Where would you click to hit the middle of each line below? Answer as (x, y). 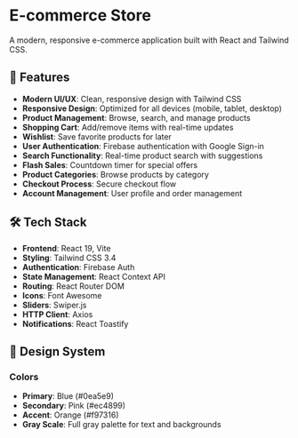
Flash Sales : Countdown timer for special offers (110, 164)
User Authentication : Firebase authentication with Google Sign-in (143, 146)
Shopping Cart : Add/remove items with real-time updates (128, 127)
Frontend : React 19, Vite (66, 248)
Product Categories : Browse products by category (115, 174)
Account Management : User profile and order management (132, 193)
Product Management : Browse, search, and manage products (136, 117)
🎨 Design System (57, 351)
